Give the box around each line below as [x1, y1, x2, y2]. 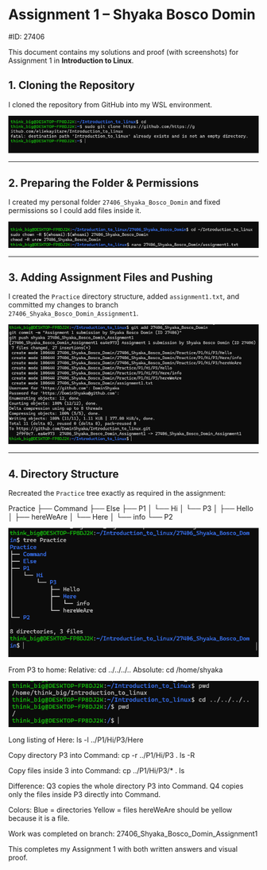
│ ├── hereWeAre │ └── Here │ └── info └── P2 [8, 512, 173, 522]
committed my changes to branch [8, 300, 119, 310]
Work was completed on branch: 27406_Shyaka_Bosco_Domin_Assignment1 [8, 829, 258, 838]
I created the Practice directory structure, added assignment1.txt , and [8, 292, 240, 301]
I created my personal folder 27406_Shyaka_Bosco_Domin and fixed [8, 197, 221, 207]
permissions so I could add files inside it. [8, 206, 141, 215]
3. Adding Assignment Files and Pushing [8, 271, 213, 284]
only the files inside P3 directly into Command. [8, 789, 161, 799]
